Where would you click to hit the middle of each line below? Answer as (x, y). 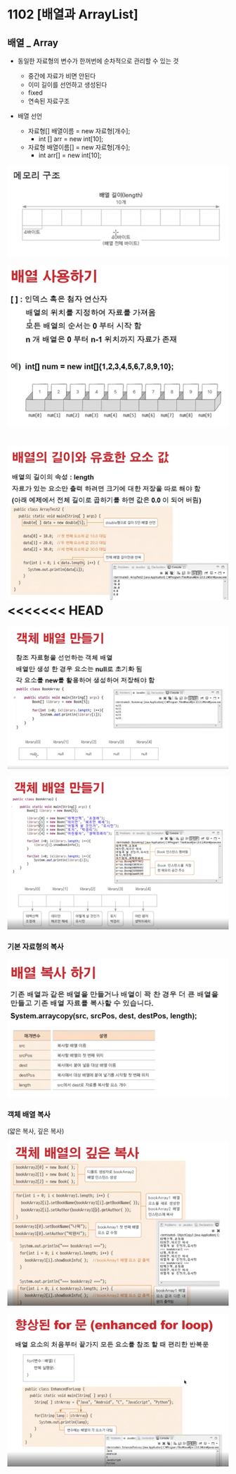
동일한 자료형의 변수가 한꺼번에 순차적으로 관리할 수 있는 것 (98, 61)
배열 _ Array (33, 43)
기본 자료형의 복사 (36, 947)
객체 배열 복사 (29, 1114)
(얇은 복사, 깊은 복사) (36, 1131)
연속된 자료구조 (49, 101)
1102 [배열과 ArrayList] (73, 14)
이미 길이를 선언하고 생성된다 (67, 85)
